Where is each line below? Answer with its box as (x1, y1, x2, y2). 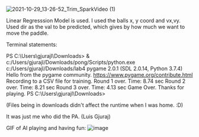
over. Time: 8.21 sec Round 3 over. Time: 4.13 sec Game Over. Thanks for (6, 84, 185, 91)
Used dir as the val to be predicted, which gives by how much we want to (6, 24, 185, 30)
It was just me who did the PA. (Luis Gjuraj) (6, 113, 111, 120)
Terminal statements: (6, 41, 57, 48)
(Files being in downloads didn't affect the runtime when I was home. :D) (6, 102, 184, 109)
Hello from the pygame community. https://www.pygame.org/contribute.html (6, 71, 193, 78)
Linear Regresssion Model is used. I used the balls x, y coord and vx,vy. (6, 17, 181, 24)
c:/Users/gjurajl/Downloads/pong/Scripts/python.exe (6, 59, 136, 66)
